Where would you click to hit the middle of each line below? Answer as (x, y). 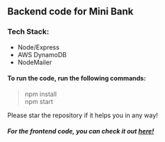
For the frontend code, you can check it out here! (81, 131)
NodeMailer (35, 62)
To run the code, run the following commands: (77, 78)
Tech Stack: (28, 32)
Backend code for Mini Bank (70, 12)
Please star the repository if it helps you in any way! (82, 115)
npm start (39, 101)
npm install (41, 94)
